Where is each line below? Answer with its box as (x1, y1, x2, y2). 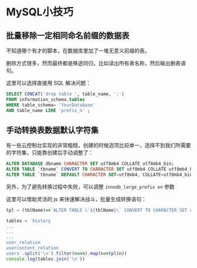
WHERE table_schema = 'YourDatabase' (6, 102, 96, 108)
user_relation (6, 240, 41, 246)
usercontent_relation (6, 245, 59, 251)
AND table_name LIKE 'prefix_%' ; (6, 107, 91, 113)
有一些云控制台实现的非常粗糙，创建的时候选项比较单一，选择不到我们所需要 (6, 142, 191, 149)
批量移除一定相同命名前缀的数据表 (6, 30, 130, 40)
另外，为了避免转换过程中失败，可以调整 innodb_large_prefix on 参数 (6, 183, 175, 190)
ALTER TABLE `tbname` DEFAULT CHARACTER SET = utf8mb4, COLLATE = (6, 172, 164, 178)
